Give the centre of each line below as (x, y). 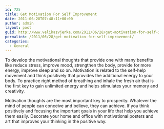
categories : (17, 42)
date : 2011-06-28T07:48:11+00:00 (39, 19)
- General (19, 46)
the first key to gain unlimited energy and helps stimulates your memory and (82, 86)
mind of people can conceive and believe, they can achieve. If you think (77, 106)
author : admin (20, 23)
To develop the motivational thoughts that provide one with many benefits (79, 60)
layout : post (18, 28)
